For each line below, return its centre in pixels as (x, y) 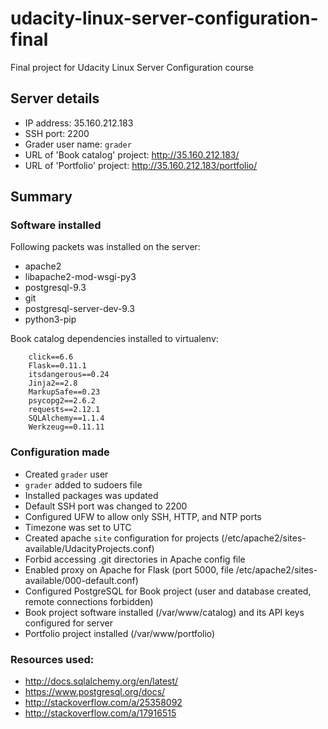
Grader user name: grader (78, 144)
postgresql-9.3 (55, 288)
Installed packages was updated (91, 495)
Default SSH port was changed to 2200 (106, 506)
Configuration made (60, 452)
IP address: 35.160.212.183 (79, 123)
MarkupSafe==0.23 (64, 392)
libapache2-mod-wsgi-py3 (80, 277)
